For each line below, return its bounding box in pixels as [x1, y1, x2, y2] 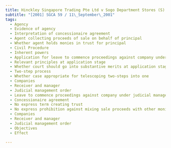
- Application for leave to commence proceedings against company [10, 54, 154, 60]
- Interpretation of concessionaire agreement [10, 31, 110, 36]
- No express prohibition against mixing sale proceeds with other [10, 107, 156, 112]
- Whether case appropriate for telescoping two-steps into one [10, 74, 149, 79]
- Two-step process [10, 69, 51, 74]
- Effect [10, 130, 28, 135]
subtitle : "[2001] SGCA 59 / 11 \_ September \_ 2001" [5, 12, 115, 17]
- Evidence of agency [10, 26, 56, 32]
